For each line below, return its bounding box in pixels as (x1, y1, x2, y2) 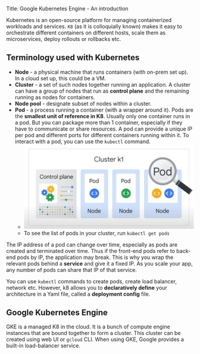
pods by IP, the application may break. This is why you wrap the (17, 254, 174, 261)
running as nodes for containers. (14, 93, 95, 100)
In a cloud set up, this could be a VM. (14, 74, 106, 82)
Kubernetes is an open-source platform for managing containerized (6, 17, 172, 23)
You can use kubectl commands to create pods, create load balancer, (6, 277, 177, 285)
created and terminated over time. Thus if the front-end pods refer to (6, 247, 176, 254)
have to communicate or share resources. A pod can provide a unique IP (14, 125, 193, 132)
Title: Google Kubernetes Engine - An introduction (6, 5, 129, 12)
